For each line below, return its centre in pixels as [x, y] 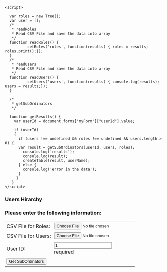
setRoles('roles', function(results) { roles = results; [88, 47]
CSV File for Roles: [29, 226]
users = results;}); [27, 86]
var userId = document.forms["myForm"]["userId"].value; [75, 121]
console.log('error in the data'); [60, 169]
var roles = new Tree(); [35, 16]
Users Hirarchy [24, 199]
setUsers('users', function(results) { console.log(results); [93, 82]
